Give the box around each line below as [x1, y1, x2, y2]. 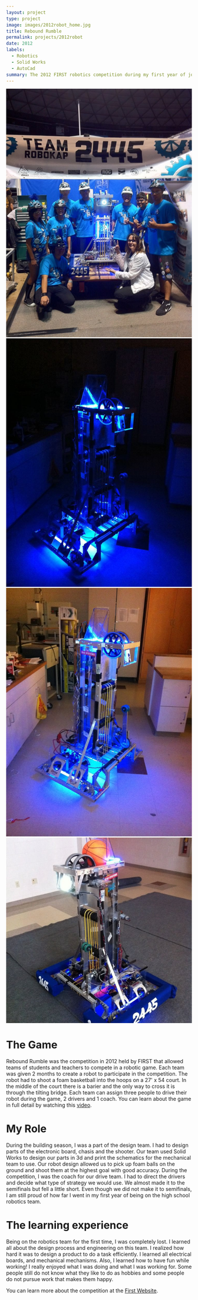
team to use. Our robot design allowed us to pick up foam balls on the [6, 1160, 175, 1167]
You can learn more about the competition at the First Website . [6, 1287, 159, 1294]
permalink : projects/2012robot [6, 34, 83, 41]
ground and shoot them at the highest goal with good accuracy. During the [6, 1166, 187, 1173]
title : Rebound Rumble [6, 28, 62, 34]
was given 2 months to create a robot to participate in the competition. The [6, 1070, 188, 1077]
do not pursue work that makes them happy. [6, 1275, 114, 1282]
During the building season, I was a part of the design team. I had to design [6, 1142, 189, 1149]
